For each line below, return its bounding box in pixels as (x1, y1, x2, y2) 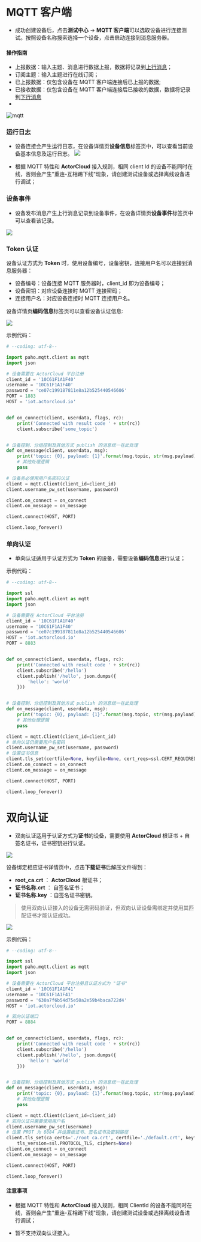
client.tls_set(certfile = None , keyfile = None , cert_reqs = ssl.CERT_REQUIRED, (6, 756, 199, 762)
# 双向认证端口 (6, 1014, 39, 1020)
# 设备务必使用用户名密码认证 (6, 475, 70, 481)
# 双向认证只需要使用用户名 (6, 1118, 66, 1124)
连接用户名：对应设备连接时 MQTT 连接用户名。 (14, 295, 133, 302)
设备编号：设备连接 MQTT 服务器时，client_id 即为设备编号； (14, 280, 166, 287)
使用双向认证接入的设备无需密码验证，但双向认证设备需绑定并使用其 (20, 904, 189, 911)
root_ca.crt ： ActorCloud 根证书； (14, 876, 103, 883)
